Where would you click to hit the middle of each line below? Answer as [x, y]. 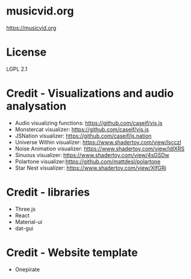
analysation [36, 106]
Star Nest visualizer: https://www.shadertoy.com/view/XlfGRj [91, 168]
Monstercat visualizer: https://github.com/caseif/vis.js [82, 129]
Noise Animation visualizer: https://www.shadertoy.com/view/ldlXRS [100, 149]
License [27, 52]
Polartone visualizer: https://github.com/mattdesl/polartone [88, 161]
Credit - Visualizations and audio [90, 93]
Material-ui [29, 222]
